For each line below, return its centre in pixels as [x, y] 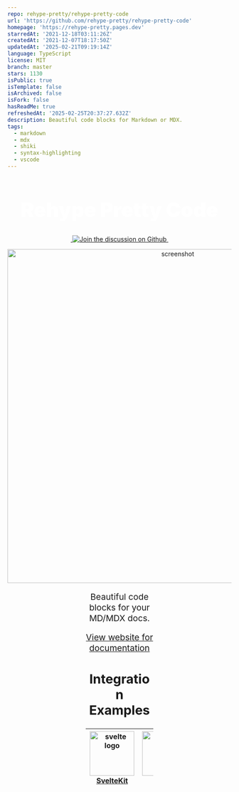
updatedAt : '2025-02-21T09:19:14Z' [60, 47]
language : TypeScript [39, 54]
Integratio [119, 679]
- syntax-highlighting [47, 153]
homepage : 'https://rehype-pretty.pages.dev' [76, 27]
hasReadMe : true [31, 107]
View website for [119, 637]
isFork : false [28, 100]
